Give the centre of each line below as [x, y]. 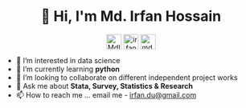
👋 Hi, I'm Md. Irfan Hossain [131, 16]
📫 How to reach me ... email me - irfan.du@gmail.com [106, 94]
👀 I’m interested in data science [68, 60]
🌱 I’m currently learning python [68, 69]
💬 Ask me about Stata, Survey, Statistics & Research [104, 86]
